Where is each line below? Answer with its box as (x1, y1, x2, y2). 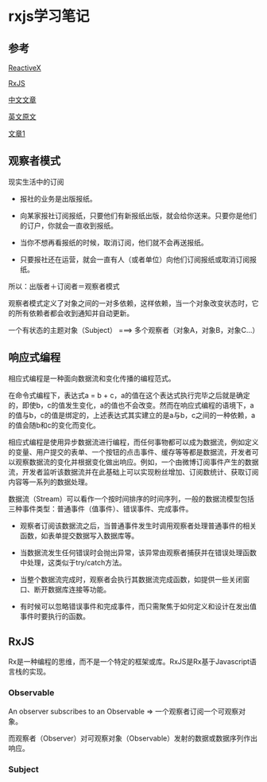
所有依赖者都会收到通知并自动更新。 (14, 308, 133, 318)
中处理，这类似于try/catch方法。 (19, 557, 126, 567)
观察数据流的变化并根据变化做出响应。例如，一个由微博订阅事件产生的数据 (14, 457, 259, 467)
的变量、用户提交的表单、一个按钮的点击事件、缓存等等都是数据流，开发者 (8, 447, 252, 456)
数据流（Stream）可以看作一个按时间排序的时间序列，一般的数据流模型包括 (8, 494, 255, 503)
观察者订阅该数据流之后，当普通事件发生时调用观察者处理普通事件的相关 (19, 521, 257, 530)
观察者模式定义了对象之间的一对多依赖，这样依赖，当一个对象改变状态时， (8, 298, 252, 307)
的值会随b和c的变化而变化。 (8, 420, 101, 430)
